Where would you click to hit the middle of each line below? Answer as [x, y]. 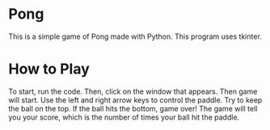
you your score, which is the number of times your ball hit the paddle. [124, 117]
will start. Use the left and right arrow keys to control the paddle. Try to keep [135, 100]
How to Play [49, 69]
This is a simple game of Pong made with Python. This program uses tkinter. [135, 36]
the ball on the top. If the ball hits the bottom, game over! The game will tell [133, 108]
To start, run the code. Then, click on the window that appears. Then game [133, 91]
